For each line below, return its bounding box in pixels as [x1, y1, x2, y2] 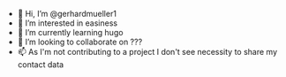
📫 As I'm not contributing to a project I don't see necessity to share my [17, 47, 278, 57]
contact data [17, 59, 64, 70]
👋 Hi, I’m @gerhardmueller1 [17, 9, 117, 19]
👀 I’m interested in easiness [17, 18, 117, 28]
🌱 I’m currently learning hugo [17, 27, 124, 37]
